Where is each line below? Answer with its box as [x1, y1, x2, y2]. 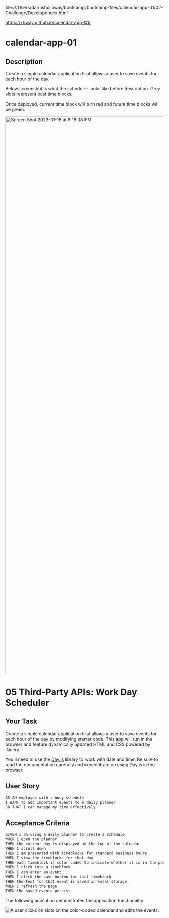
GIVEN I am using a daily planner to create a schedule [5, 832, 125, 837]
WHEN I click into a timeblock [5, 865, 71, 870]
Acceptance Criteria [5, 818, 70, 827]
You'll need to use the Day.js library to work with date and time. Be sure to [5, 756, 158, 762]
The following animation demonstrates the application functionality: [5, 897, 145, 903]
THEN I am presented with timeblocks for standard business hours [5, 851, 147, 856]
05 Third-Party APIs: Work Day [5, 687, 137, 698]
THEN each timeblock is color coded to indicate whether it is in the [5, 860, 156, 865]
